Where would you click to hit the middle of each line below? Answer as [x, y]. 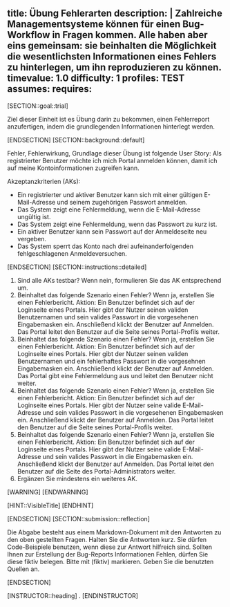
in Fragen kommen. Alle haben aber [130, 35]
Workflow [29, 35]
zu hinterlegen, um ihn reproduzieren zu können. [114, 67]
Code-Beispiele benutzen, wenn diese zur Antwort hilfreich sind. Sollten [110, 547]
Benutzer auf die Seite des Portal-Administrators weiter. [96, 471]
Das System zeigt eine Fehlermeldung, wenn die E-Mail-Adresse [109, 209]
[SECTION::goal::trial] [38, 106]
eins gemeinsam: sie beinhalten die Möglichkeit [112, 46]
